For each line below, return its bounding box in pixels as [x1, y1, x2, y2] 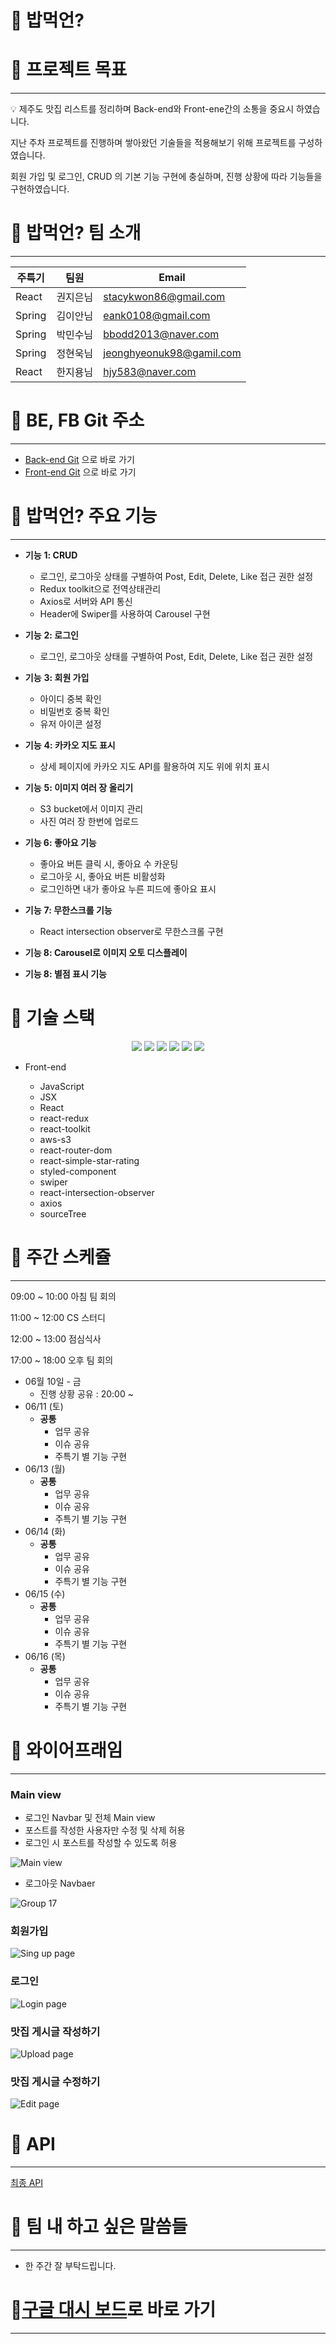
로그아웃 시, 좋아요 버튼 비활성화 [39, 870, 166, 882]
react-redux [39, 1112, 90, 1124]
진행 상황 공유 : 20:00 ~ [39, 1387, 134, 1400]
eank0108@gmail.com [103, 309, 211, 323]
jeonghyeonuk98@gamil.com [103, 346, 242, 360]
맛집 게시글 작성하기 [10, 2024, 101, 2038]
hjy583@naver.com [103, 365, 197, 379]
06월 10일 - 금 [24, 1375, 82, 1387]
